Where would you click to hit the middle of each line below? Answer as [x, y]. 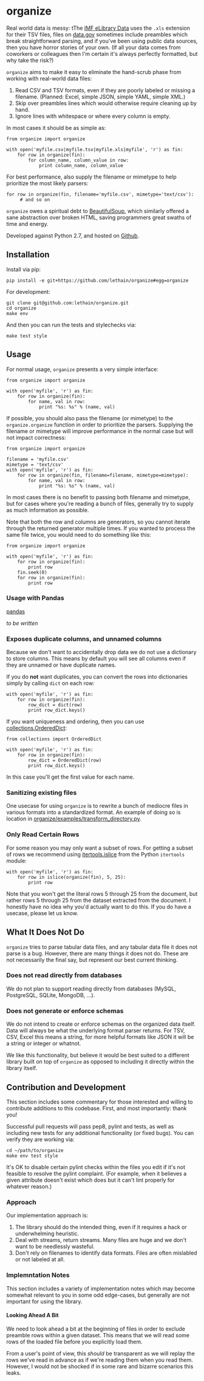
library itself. [22, 1068]
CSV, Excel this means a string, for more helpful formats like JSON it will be [100, 1037]
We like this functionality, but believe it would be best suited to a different [98, 1055]
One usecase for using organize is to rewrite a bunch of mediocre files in [97, 806]
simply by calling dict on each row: [51, 683]
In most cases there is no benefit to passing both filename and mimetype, [98, 497]
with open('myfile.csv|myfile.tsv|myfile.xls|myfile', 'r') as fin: [95, 149]
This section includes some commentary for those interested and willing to [100, 1102]
